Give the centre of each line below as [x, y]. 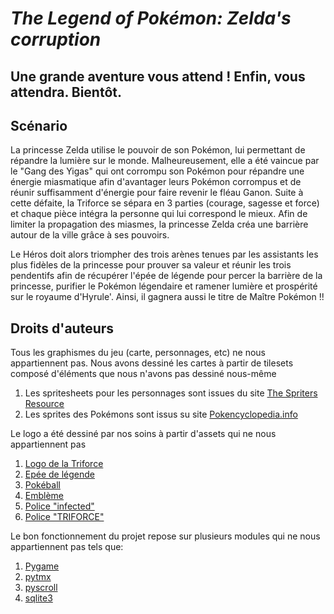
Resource [44, 404]
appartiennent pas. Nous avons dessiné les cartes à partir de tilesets [152, 363]
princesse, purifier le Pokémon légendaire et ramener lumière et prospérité [164, 286]
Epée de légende [60, 474]
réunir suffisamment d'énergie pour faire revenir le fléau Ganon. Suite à [157, 193]
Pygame [42, 566]
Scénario [39, 125]
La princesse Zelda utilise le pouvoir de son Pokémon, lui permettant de [158, 150]
